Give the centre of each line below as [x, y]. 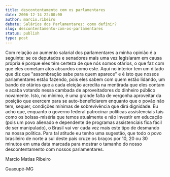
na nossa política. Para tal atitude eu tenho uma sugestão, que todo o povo [83, 133]
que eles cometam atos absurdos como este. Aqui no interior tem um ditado [84, 68]
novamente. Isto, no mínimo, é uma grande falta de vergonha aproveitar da [83, 95]
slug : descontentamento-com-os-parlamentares [54, 29]
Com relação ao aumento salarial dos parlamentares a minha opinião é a [81, 52]
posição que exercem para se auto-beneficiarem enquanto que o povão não [85, 101]
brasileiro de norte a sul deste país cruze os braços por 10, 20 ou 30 [77, 138]
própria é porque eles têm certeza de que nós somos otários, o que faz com [85, 63]
